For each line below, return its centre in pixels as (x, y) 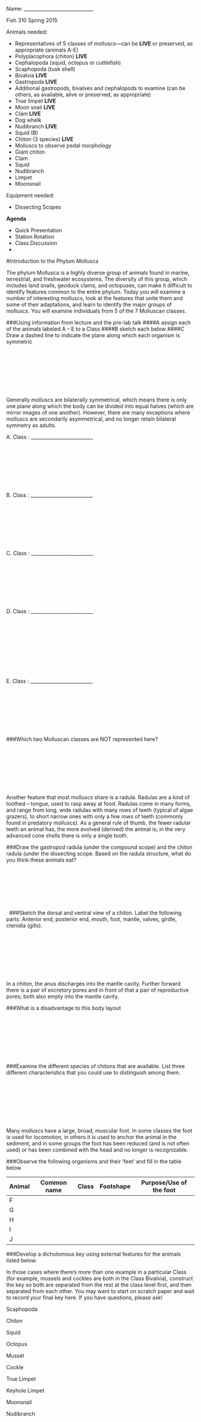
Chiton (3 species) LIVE (44, 139)
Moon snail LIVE (35, 107)
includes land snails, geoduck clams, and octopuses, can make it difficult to (99, 285)
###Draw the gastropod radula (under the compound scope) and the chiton (99, 847)
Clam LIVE (28, 114)
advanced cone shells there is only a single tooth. (67, 835)
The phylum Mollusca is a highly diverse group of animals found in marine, (98, 273)
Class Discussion (36, 243)
